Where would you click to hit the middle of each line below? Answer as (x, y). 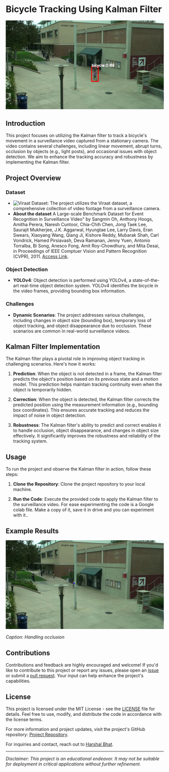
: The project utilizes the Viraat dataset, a (90, 203)
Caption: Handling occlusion (35, 637)
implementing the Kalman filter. (38, 162)
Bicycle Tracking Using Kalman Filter (84, 9)
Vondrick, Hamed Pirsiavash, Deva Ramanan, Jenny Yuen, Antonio (81, 240)
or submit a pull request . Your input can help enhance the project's (75, 676)
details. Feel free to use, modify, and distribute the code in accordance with (84, 714)
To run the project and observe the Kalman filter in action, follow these (78, 469)
